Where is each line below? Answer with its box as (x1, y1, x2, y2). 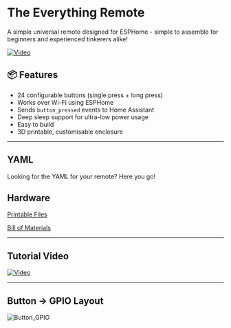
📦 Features (7, 69, 58, 81)
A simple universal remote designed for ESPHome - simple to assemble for (7, 28, 219, 36)
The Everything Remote (7, 5, 145, 21)
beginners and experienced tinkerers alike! (7, 34, 129, 43)
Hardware (7, 192, 50, 204)
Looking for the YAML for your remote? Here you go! (7, 172, 156, 181)
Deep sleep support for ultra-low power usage (16, 112, 149, 121)
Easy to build (16, 120, 54, 128)
